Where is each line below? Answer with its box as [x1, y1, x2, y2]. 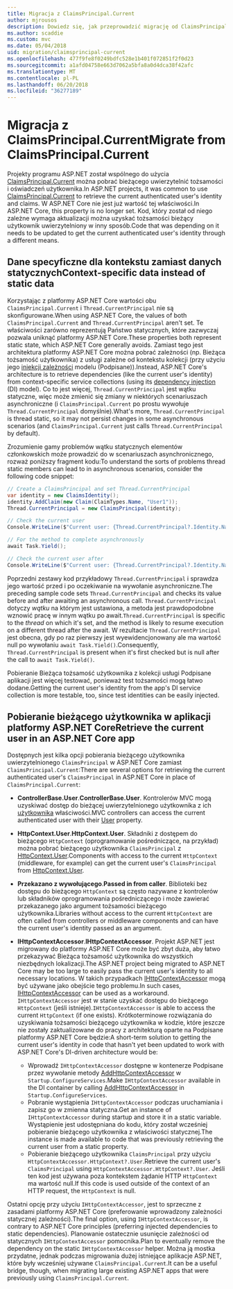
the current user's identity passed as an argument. [17, 924, 162, 932]
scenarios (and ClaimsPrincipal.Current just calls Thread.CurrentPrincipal [7, 421, 223, 430]
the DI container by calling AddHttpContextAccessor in [27, 1084, 185, 1092]
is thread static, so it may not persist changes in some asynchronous [7, 414, 204, 422]
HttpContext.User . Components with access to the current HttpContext [17, 851, 218, 860]
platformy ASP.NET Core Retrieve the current [7, 722, 205, 734]
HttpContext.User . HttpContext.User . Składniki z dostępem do [17, 830, 198, 838]
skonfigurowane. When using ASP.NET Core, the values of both [7, 311, 187, 319]
